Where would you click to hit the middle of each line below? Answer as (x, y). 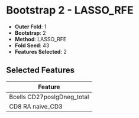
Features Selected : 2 (41, 51)
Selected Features (41, 71)
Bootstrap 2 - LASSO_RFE (70, 10)
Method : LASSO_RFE (41, 39)
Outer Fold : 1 (30, 27)
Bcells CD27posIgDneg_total (49, 97)
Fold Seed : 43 (32, 45)
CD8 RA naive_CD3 (36, 106)
